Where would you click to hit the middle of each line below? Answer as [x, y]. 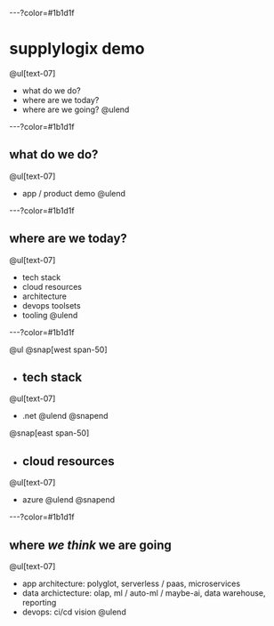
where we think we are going [90, 545]
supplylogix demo [77, 49]
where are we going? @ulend [76, 109]
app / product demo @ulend [74, 193]
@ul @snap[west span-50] [59, 349]
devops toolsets [52, 305]
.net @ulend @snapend [65, 416]
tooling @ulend [50, 315]
